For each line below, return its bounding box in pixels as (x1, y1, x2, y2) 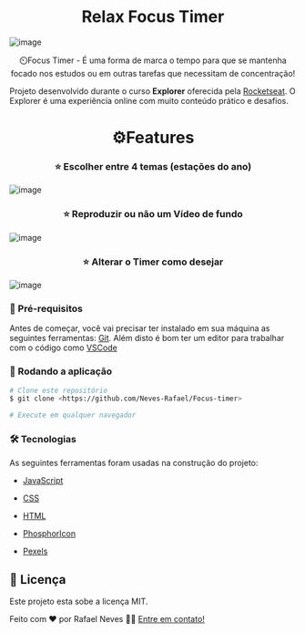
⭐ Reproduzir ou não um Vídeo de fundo (63, 208, 243, 221)
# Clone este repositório (9, 386, 107, 395)
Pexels (22, 545, 48, 556)
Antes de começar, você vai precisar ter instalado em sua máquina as (9, 323, 270, 334)
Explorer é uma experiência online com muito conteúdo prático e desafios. (9, 95, 289, 106)
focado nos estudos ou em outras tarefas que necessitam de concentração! (10, 67, 296, 78)
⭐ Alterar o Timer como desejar (82, 255, 224, 268)
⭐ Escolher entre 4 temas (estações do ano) (54, 161, 252, 173)
